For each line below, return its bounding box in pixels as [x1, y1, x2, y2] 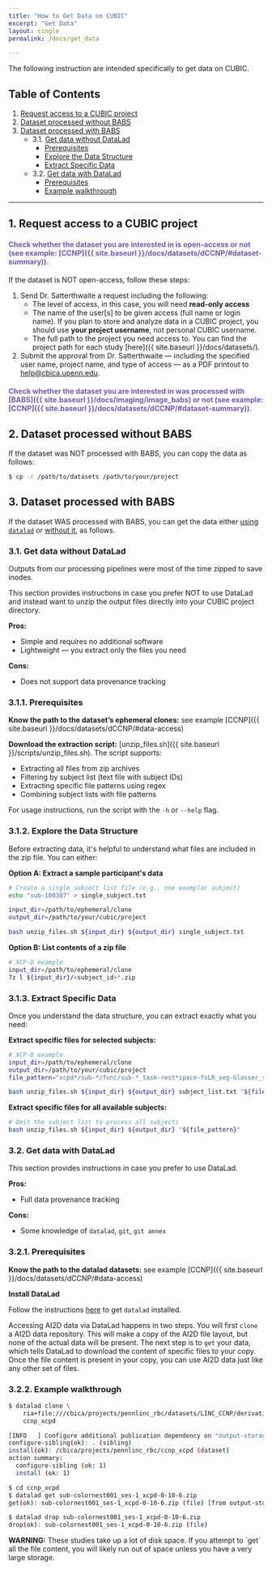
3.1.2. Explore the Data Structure [8, 825, 138, 837]
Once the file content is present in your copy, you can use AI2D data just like [8, 1355, 263, 1364]
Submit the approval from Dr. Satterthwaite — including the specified [19, 350, 250, 360]
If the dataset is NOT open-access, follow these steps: [8, 274, 190, 284]
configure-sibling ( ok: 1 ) [15, 1462, 107, 1470]
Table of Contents [8, 87, 101, 101]
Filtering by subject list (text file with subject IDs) [19, 772, 184, 782]
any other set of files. [8, 1363, 79, 1373]
